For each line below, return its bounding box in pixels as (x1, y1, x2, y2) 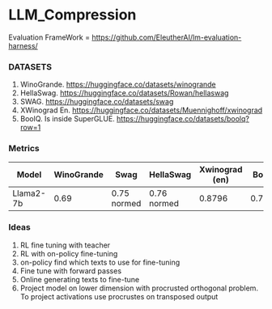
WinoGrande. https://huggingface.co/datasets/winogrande (19, 79, 216, 90)
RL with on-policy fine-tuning (19, 248, 118, 258)
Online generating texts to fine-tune (19, 274, 140, 284)
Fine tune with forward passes (19, 265, 122, 276)
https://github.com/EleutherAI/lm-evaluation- (91, 32, 242, 42)
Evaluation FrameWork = (8, 32, 91, 42)
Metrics (8, 143, 40, 154)
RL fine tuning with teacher (19, 240, 111, 250)
